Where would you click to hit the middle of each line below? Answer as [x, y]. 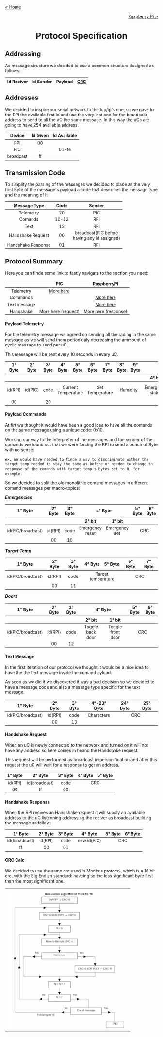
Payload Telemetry [24, 324]
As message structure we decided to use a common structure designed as [80, 66]
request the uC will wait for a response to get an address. [62, 765]
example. [14, 474]
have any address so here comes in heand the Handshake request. [72, 750]
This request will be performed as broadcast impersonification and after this [81, 759]
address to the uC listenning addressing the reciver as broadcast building [78, 818]
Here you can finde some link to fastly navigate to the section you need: [77, 273]
